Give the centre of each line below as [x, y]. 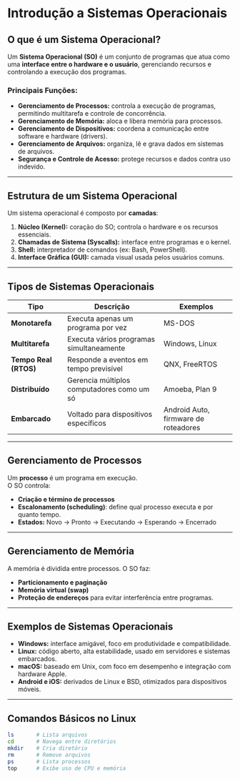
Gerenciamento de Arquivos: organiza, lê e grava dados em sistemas [120, 144]
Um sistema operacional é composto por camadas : [83, 213]
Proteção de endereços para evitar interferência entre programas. [115, 597]
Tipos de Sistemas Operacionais [81, 286]
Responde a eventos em [108, 359]
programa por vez [97, 327]
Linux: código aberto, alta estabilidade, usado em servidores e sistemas [124, 651]
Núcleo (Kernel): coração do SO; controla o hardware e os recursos [118, 227]
